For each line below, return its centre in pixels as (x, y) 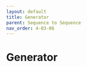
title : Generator (28, 17)
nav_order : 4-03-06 (30, 28)
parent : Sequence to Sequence (44, 23)
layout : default (26, 12)
